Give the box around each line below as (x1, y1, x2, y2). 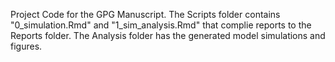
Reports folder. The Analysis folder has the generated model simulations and (10, 30, 326, 41)
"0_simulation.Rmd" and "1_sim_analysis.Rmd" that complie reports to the (10, 19, 312, 31)
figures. (10, 40, 43, 52)
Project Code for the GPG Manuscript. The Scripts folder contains (10, 9, 281, 20)
